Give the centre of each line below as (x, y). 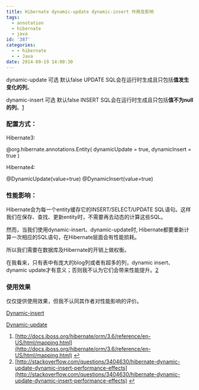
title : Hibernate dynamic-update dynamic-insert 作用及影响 (80, 12)
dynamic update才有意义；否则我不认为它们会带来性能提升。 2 (83, 270)
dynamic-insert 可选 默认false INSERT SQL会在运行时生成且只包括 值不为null (100, 100)
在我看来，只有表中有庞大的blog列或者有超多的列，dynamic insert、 (90, 263)
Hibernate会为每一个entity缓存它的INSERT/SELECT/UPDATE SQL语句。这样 (99, 209)
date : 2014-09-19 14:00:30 (40, 62)
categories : (21, 45)
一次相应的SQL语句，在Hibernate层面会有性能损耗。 (75, 237)
